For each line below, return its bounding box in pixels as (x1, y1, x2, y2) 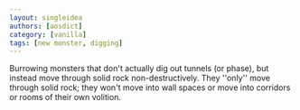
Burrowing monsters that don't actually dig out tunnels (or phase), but (9, 63, 269, 74)
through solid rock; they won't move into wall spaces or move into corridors (9, 82, 291, 93)
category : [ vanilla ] (9, 30, 88, 39)
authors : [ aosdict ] (9, 22, 83, 31)
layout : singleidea (9, 13, 83, 23)
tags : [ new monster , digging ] (9, 38, 124, 48)
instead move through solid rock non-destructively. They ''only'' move (9, 73, 271, 84)
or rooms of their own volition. (9, 92, 122, 103)
